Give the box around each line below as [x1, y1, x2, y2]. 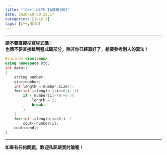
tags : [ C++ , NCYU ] [5, 21, 41, 26]
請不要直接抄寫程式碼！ [5, 40, 53, 46]
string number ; [14, 75, 46, 79]
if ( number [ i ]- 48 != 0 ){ [23, 93, 75, 98]
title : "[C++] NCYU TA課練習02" [5, 7, 70, 12]
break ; [31, 102, 46, 107]
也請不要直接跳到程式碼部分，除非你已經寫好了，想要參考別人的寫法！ [5, 46, 149, 52]
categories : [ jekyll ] [5, 16, 50, 21]
